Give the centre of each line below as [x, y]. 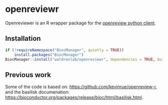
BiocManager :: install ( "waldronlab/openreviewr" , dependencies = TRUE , [80, 59]
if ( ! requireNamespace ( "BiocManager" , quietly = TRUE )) [64, 50]
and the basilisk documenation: [37, 92]
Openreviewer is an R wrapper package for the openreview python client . [80, 23]
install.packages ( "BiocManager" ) [49, 55]
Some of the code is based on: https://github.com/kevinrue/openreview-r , [81, 87]
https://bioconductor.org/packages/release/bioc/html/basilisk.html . [74, 98]
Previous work [28, 75]
